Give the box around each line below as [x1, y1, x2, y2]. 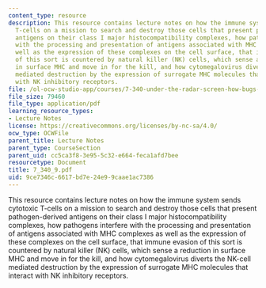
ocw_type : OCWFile [8, 129, 69, 137]
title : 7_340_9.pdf [8, 166, 73, 174]
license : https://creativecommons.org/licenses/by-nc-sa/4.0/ [8, 122, 218, 130]
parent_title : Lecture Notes [8, 136, 104, 145]
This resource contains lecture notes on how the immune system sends [8, 195, 241, 204]
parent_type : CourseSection [8, 144, 101, 152]
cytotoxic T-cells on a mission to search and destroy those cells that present [8, 203, 257, 213]
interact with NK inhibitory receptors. [8, 271, 129, 280]
